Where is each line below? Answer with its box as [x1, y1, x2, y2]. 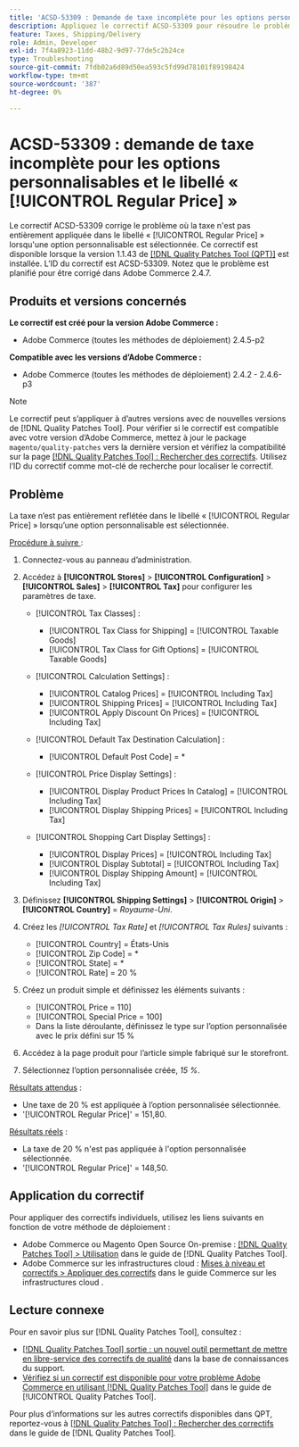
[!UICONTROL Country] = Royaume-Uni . [21, 904, 173, 915]
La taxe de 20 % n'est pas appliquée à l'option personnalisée [21, 1143, 246, 1154]
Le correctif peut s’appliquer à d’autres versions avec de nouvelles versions [9, 413, 287, 424]
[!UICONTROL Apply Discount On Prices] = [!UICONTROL [48, 707, 260, 719]
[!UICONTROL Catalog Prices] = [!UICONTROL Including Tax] [48, 688, 273, 699]
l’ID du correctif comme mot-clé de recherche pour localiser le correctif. [9, 461, 274, 471]
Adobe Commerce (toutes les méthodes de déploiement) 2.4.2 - [21, 370, 258, 380]
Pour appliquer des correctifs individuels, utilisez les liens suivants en [9, 1211, 264, 1223]
